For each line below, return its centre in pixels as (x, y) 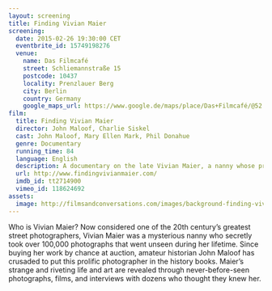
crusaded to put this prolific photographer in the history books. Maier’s (126, 261)
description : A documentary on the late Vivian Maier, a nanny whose (135, 167)
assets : (21, 196)
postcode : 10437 (51, 76)
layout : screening (39, 16)
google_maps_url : (52, 106)
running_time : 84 (45, 151)
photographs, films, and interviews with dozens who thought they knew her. (135, 278)
